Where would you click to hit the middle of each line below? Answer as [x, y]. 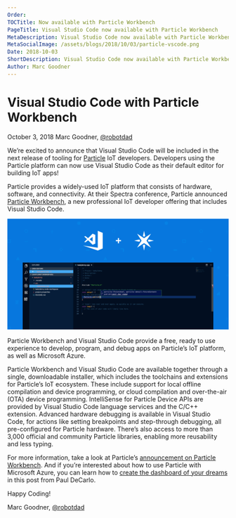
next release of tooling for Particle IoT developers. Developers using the [111, 157]
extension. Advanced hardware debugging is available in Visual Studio [109, 414]
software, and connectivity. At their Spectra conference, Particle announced [117, 194]
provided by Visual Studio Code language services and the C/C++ [103, 406]
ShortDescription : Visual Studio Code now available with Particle [108, 60]
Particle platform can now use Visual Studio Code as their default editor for [116, 165]
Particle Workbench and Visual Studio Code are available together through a [118, 369]
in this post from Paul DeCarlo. [52, 480]
